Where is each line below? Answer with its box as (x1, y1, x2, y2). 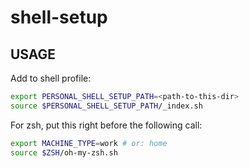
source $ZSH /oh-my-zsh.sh (10, 147, 118, 158)
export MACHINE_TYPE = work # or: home (10, 138, 168, 148)
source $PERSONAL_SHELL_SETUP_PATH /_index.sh (10, 101, 203, 111)
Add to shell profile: (10, 72, 92, 84)
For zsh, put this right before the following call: (10, 119, 203, 131)
